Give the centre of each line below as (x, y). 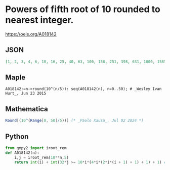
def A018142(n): (22, 153)
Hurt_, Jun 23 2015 (26, 94)
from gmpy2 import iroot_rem (36, 148)
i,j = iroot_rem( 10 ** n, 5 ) (42, 157)
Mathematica (27, 109)
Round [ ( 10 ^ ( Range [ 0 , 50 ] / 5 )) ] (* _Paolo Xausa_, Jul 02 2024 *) (74, 121)
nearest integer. (39, 20)
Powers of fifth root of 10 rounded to (83, 9)
